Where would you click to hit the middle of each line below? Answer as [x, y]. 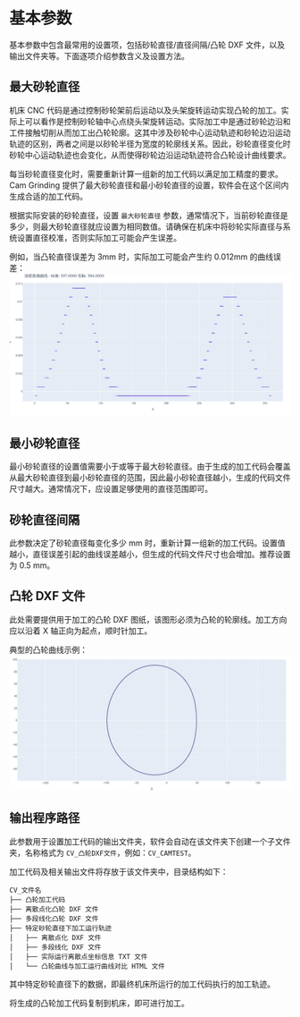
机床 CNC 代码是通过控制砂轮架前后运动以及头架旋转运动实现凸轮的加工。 [145, 110]
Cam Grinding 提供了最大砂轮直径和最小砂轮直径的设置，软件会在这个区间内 [149, 185]
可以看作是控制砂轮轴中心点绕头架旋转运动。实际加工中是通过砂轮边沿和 [158, 121]
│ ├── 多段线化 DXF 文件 [55, 947]
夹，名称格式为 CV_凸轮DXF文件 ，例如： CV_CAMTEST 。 [103, 852]
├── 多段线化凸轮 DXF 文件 [54, 919]
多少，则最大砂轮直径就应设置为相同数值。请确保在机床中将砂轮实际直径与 [146, 226]
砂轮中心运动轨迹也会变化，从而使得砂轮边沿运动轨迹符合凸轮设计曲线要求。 [150, 155]
